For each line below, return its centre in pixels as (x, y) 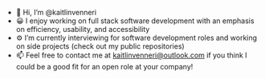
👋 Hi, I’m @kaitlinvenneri (56, 12)
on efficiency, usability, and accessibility (83, 29)
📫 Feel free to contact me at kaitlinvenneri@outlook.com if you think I (131, 55)
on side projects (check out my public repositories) (100, 46)
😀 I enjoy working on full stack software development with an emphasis (135, 21)
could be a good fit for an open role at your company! (104, 67)
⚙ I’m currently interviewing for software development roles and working (137, 38)
